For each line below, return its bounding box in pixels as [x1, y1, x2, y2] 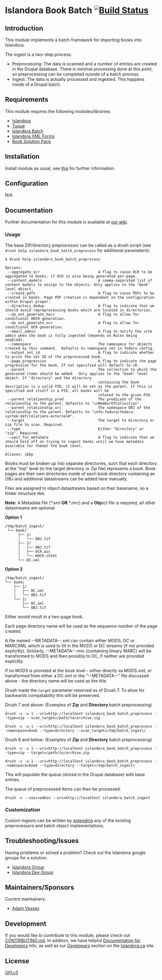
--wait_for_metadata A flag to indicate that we [7, 435, 155, 440]
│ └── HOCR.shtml [17, 553, 57, 558]
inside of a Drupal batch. [12, 81, 61, 87]
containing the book [98, 379, 139, 385]
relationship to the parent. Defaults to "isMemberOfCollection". [5, 401, 142, 406]
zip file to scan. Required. [5, 422, 64, 427]
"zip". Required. [5, 430, 40, 436]
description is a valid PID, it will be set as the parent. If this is [5, 384, 152, 389]
